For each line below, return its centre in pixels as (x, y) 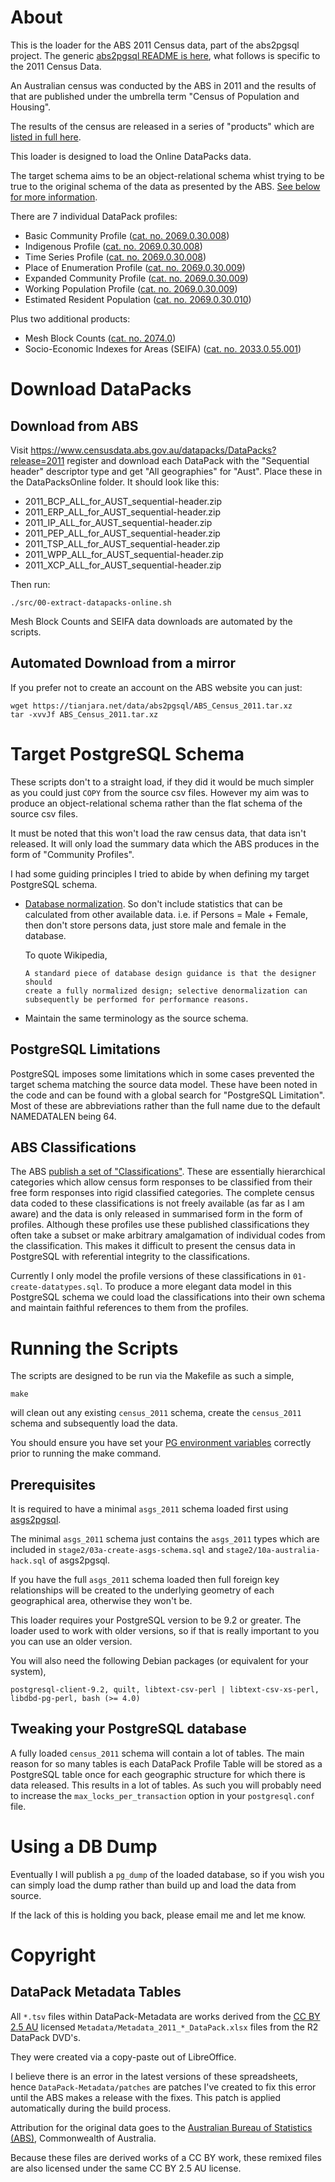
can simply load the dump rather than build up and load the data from (153, 1885)
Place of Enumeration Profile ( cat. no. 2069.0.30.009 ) (135, 267)
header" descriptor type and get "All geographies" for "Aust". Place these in (166, 471)
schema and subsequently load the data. (94, 1423)
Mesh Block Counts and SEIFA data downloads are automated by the (151, 621)
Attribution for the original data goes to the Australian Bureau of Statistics (161, 2127)
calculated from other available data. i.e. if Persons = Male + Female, (166, 914)
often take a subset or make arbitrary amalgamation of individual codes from (168, 1235)
